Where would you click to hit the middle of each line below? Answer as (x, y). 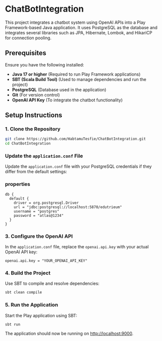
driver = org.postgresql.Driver (46, 203)
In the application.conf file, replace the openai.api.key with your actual (77, 247)
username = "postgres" (37, 211)
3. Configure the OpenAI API (39, 236)
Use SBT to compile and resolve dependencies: (52, 284)
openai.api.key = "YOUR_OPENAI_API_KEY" (46, 261)
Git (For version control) (36, 95)
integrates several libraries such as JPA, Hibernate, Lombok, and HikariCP (79, 32)
